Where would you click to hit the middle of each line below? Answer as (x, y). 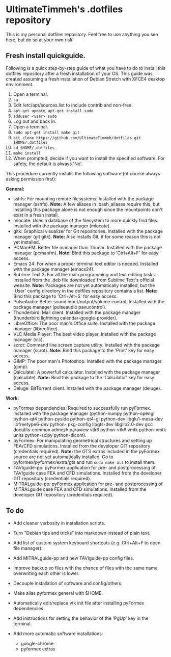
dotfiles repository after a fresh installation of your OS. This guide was (79, 73)
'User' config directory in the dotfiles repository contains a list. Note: (85, 291)
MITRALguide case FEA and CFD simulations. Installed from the (80, 489)
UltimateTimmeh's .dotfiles (64, 9)
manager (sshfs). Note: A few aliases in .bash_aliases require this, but (86, 204)
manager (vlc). (28, 339)
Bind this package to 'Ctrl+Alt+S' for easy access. (65, 296)
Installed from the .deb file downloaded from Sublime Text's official (83, 280)
